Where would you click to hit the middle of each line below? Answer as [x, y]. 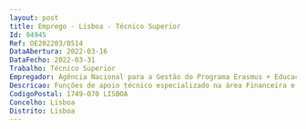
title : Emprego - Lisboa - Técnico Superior [95, 26]
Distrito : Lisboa [42, 111]
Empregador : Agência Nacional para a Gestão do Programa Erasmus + [140, 77]
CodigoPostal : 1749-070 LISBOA [69, 94]
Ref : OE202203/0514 [46, 43]
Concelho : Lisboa [42, 102]
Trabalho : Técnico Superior [63, 69]
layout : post [34, 18]
